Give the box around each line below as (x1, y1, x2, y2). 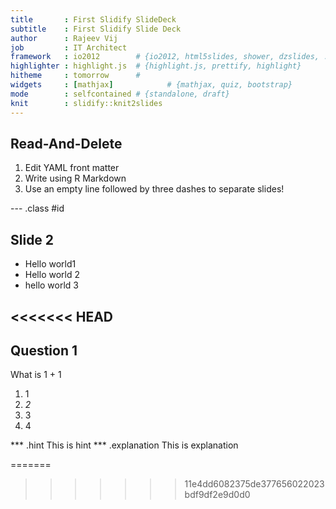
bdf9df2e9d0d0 (184, 489, 251, 501)
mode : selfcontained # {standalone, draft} (10, 89, 230, 99)
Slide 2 (10, 231, 55, 248)
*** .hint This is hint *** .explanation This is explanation (10, 439, 239, 451)
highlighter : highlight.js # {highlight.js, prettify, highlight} (10, 61, 302, 71)
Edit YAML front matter (24, 162, 120, 174)
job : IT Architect (10, 42, 128, 53)
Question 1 (10, 342, 78, 359)
